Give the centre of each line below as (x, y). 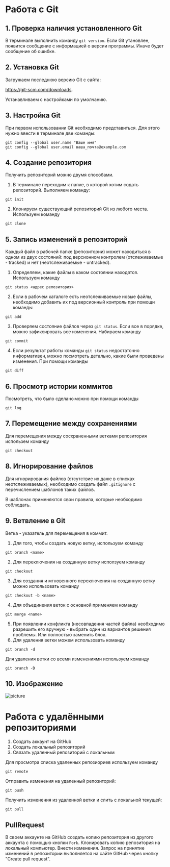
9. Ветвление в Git (35, 521)
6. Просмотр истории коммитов (59, 386)
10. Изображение (34, 684)
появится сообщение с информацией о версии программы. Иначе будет (84, 46)
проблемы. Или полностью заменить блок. (60, 634)
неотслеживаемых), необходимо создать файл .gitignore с (70, 484)
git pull (15, 809)
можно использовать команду (46, 586)
